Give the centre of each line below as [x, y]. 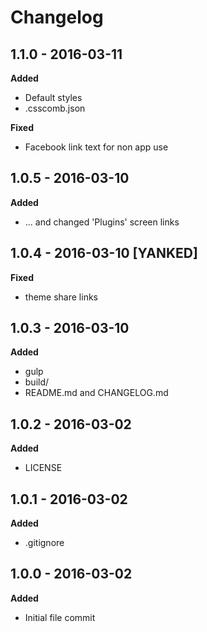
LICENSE [43, 468]
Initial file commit [60, 617]
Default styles [53, 97]
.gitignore [44, 543]
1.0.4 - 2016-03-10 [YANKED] [104, 253]
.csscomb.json [55, 108]
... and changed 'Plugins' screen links [102, 222]
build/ [37, 382]
